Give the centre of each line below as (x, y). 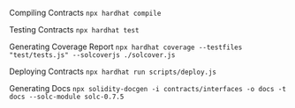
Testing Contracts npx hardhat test (74, 29)
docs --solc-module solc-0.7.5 (67, 97)
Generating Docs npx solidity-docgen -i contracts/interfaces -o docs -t (148, 88)
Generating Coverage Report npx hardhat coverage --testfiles (126, 47)
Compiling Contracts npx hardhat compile (85, 13)
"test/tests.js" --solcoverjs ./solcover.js (92, 55)
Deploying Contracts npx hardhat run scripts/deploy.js (113, 71)
